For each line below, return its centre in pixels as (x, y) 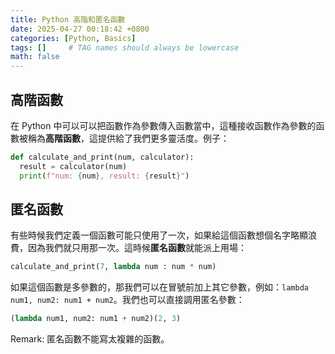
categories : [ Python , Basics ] (73, 38)
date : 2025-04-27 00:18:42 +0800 (80, 29)
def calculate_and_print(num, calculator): (102, 157)
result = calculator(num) (73, 166)
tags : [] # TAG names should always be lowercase (125, 47)
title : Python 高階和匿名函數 (68, 19)
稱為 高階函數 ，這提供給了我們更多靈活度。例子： (128, 138)
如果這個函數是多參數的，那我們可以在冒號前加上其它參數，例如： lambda (159, 287)
